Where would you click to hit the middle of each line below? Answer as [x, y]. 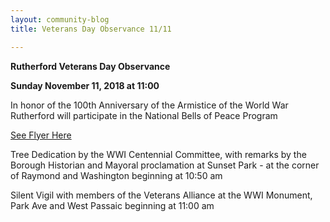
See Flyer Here [41, 135]
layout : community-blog [60, 19]
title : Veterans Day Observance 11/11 [91, 29]
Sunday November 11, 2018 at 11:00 [85, 85]
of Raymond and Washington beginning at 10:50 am [116, 175]
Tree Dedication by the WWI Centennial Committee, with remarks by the [158, 154]
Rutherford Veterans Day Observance [90, 66]
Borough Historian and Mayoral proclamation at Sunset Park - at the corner [165, 165]
